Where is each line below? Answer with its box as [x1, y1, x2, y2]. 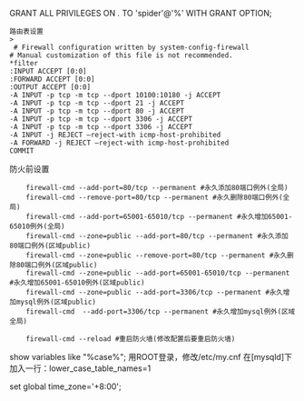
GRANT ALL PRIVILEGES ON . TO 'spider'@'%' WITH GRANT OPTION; [9, 8, 272, 18]
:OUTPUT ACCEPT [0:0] [9, 83, 92, 92]
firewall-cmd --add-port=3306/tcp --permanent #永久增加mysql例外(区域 [25, 307, 296, 316]
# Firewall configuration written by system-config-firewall [13, 43, 250, 52]
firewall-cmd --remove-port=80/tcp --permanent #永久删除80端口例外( [25, 193, 283, 202]
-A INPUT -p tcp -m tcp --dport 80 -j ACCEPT [9, 106, 184, 115]
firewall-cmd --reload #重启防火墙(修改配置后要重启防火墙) [25, 335, 236, 344]
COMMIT [9, 146, 34, 155]
